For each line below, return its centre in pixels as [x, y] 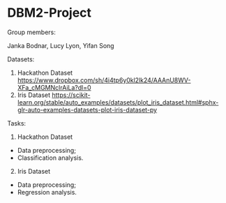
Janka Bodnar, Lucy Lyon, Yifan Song [61, 45]
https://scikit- [71, 95]
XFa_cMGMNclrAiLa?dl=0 [54, 87]
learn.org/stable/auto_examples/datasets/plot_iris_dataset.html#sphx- [118, 102]
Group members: [31, 32]
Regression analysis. [47, 192]
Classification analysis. [50, 158]
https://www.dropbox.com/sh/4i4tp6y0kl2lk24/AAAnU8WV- [104, 80]
